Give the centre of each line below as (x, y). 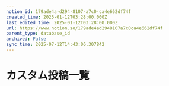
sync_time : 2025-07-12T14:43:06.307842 (55, 45)
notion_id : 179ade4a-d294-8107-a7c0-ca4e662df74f (69, 11)
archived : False (26, 39)
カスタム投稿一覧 (48, 76)
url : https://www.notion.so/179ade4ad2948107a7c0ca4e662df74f (84, 28)
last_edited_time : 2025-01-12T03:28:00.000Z (62, 22)
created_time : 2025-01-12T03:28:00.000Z (57, 17)
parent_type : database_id (38, 34)
